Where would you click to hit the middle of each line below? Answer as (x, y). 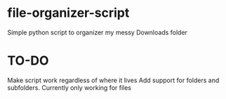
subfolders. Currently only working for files (69, 87)
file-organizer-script (68, 13)
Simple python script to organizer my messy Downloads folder (98, 32)
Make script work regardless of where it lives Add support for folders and (113, 80)
